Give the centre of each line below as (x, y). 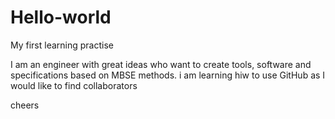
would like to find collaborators (74, 85)
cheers (25, 105)
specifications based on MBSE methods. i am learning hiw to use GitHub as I (168, 75)
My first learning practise (62, 45)
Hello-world (61, 17)
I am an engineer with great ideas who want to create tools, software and (161, 64)
